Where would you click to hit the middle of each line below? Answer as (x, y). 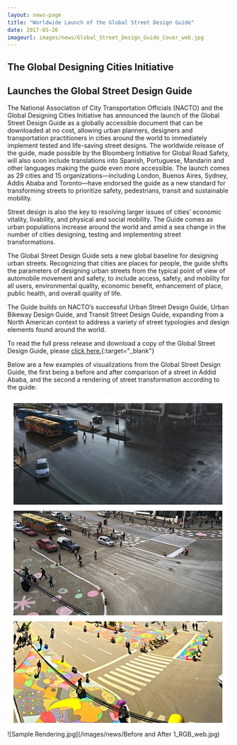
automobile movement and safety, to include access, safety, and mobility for (118, 278)
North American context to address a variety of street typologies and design (118, 322)
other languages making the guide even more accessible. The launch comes (118, 168)
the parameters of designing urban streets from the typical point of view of (116, 271)
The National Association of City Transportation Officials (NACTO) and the (115, 108)
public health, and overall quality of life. (65, 293)
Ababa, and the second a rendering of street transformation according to (114, 380)
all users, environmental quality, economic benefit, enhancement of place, (115, 286)
